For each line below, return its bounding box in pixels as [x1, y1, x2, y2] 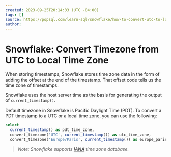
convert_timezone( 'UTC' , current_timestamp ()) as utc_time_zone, [10, 132, 152, 137]
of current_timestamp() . [5, 97, 56, 103]
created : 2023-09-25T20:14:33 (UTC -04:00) [5, 7, 99, 13]
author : [5, 21, 22, 27]
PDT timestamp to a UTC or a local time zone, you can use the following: [5, 113, 157, 119]
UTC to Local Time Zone [5, 55, 109, 66]
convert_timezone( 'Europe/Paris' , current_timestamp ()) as [10, 137, 138, 142]
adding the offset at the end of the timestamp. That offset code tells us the [5, 77, 162, 83]
